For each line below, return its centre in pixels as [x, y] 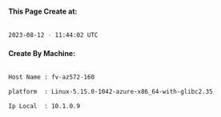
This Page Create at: [43, 11]
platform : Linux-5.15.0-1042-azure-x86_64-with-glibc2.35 [111, 92]
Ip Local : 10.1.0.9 [44, 107]
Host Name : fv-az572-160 [51, 77]
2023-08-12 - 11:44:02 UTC [53, 35]
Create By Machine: [42, 53]
